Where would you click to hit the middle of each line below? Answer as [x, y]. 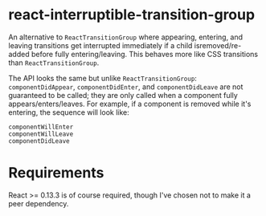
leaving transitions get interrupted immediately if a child [100, 45]
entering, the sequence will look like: [69, 112]
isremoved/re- [218, 45]
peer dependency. [39, 203]
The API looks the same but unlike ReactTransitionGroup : [102, 78]
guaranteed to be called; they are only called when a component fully [123, 95]
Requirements [56, 173]
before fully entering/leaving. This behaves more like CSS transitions [145, 54]
